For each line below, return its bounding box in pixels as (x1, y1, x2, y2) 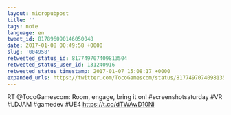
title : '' (7, 17, 36, 23)
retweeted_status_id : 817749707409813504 (7, 55, 128, 62)
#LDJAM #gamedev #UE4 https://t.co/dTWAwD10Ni (7, 101, 155, 109)
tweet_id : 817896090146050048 (7, 36, 94, 43)
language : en (7, 29, 45, 36)
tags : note (7, 23, 38, 30)
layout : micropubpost (7, 10, 69, 17)
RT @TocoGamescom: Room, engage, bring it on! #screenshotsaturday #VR (7, 93, 223, 101)
